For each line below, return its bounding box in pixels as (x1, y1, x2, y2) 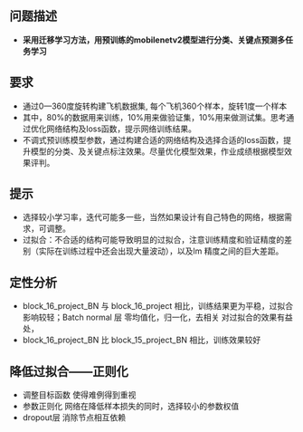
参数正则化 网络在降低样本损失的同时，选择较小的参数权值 (22, 401, 240, 412)
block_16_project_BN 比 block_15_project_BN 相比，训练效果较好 (22, 334, 261, 346)
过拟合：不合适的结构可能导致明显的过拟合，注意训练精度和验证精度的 (22, 235, 285, 245)
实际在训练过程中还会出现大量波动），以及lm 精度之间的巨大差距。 (38, 245, 284, 256)
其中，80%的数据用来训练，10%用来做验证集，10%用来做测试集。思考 (22, 111, 287, 122)
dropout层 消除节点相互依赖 (22, 412, 127, 423)
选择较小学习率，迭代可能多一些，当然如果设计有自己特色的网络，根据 (22, 212, 285, 223)
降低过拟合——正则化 (9, 363, 128, 379)
